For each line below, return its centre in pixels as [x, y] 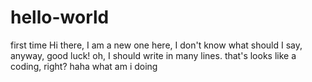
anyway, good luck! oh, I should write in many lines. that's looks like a [153, 55]
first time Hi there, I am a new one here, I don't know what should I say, [156, 45]
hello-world [60, 17]
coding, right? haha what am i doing [84, 66]
